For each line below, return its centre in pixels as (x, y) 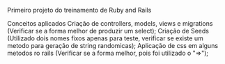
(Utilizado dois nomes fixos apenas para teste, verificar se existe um (105, 38)
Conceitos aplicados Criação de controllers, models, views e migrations (110, 23)
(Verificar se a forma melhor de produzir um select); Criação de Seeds (108, 31)
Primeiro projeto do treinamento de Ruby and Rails (79, 10)
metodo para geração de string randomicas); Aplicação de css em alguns (113, 46)
